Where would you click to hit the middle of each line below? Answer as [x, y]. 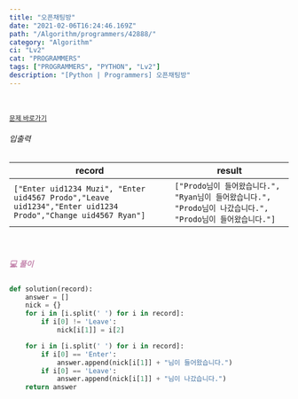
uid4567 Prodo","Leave [61, 197]
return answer [51, 387]
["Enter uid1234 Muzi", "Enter [80, 188]
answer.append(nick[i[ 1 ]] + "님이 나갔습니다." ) [141, 379]
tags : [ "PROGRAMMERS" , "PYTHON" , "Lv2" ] [85, 67]
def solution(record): [51, 289]
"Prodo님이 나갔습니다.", [221, 208]
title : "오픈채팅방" [43, 17]
